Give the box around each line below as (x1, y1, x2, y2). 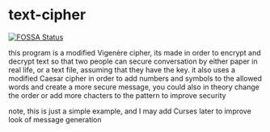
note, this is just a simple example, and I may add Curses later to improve (8, 106, 252, 116)
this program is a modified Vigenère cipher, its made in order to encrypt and (8, 47, 261, 57)
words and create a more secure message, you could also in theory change (8, 82, 260, 92)
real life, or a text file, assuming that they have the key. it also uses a (8, 64, 236, 74)
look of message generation (8, 114, 103, 124)
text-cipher (8, 6, 86, 24)
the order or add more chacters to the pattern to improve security (8, 90, 226, 100)
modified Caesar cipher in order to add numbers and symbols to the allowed (8, 73, 263, 83)
